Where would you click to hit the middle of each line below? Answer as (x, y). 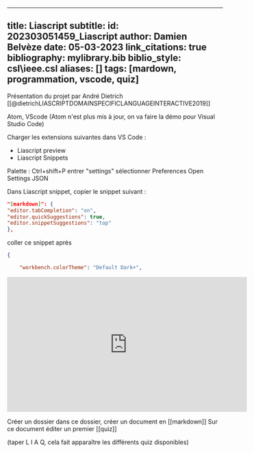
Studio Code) (26, 123)
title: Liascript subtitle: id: (63, 26)
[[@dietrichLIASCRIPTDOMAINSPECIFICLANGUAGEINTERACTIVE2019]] (109, 103)
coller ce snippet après (39, 243)
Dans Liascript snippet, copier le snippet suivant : (77, 191)
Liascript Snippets (42, 158)
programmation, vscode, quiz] (73, 79)
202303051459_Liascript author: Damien (97, 37)
